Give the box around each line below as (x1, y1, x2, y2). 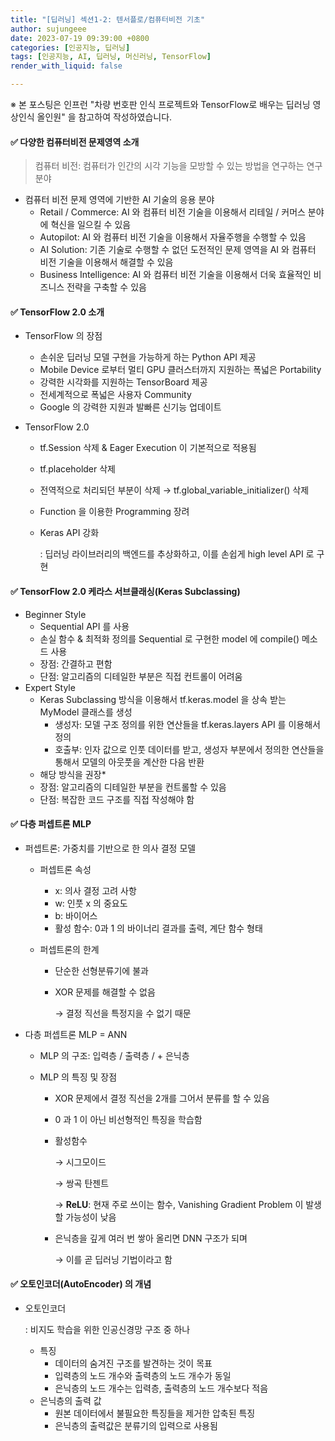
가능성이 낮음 (65, 1211, 117, 1223)
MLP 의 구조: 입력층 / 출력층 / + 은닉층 (39, 1049, 190, 1061)
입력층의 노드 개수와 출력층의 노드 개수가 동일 (54, 1370, 232, 1382)
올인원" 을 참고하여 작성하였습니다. (36, 111, 173, 123)
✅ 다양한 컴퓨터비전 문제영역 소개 (10, 136, 140, 148)
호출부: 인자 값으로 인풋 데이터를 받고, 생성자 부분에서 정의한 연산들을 (54, 743, 325, 755)
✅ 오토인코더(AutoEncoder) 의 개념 (10, 1278, 152, 1290)
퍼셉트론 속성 (39, 863, 92, 875)
